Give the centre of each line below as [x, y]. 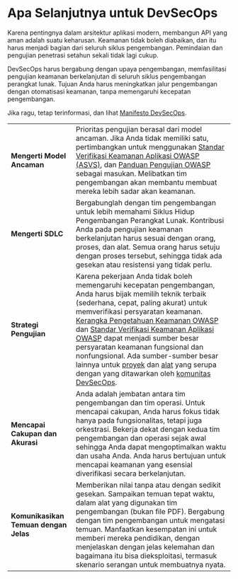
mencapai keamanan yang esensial [134, 464]
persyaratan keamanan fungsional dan [140, 347]
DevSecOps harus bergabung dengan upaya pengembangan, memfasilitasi [117, 69]
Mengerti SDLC [37, 234]
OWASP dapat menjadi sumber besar [137, 338]
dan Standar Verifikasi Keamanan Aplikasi [145, 329]
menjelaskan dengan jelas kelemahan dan [145, 546]
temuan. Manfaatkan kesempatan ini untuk [146, 529]
